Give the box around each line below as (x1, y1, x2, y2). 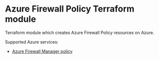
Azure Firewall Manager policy (12, 48, 73, 54)
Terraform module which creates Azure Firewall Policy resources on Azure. (5, 29, 155, 35)
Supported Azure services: (5, 39, 59, 44)
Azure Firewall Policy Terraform (5, 3, 134, 15)
